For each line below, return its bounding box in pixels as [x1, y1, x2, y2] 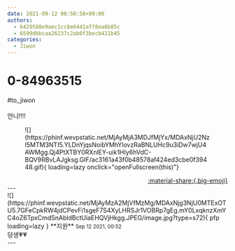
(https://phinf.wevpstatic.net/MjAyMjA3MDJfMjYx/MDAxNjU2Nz [24, 133, 210, 141]
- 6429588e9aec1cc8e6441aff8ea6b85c [13, 23, 120, 30]
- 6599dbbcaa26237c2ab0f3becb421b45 [13, 29, 120, 37]
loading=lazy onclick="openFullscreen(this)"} [48, 162, 180, 171]
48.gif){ [24, 162, 47, 171]
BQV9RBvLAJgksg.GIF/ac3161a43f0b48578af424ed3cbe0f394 [24, 155, 208, 164]
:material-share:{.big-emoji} [148, 176, 228, 185]
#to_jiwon [7, 96, 36, 104]
